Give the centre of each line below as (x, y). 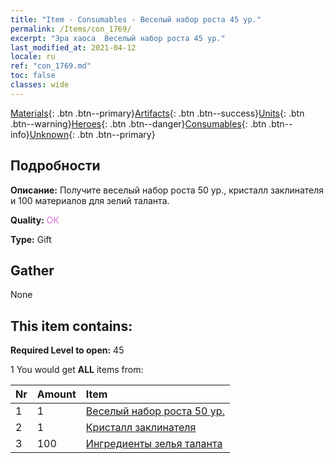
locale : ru (33, 57)
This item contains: (71, 326)
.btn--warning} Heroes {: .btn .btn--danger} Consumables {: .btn (138, 123)
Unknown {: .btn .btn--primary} (92, 134)
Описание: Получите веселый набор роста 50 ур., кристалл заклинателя (167, 190)
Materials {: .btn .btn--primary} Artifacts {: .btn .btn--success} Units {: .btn (157, 113)
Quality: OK (35, 220)
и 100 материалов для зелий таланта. (90, 200)
